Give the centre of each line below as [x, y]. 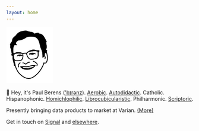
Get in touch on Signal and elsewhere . [53, 122]
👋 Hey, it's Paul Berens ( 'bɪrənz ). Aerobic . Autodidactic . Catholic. [86, 92]
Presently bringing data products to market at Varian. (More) [80, 110]
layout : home [22, 12]
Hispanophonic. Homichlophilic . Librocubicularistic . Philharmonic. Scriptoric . [100, 98]
